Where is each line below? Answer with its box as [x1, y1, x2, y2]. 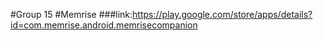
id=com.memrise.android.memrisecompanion [10, 19, 198, 31]
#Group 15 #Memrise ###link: [10, 9, 133, 20]
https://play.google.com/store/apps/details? [132, 9, 313, 20]
